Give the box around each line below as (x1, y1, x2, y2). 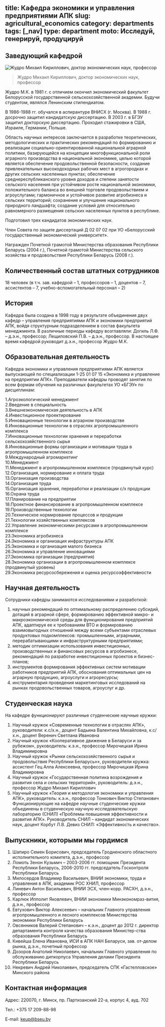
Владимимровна (12, 748, 48, 754)
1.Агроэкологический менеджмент (5, 396, 79, 402)
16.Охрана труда (5, 491, 39, 496)
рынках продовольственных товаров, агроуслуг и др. (12, 685, 126, 691)
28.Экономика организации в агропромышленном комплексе (5, 559, 136, 565)
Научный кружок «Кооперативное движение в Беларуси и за (12, 738, 142, 744)
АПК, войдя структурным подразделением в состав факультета (5, 323, 140, 329)
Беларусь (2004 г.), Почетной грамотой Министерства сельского (5, 247, 143, 253)
